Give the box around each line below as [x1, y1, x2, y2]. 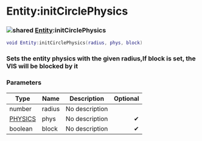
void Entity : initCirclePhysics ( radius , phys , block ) [6, 40, 143, 46]
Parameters [6, 78, 41, 87]
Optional [113, 94, 139, 103]
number [9, 104, 32, 113]
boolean [9, 124, 33, 132]
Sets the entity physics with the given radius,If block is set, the [6, 54, 196, 63]
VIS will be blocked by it [6, 62, 78, 71]
